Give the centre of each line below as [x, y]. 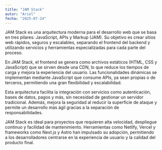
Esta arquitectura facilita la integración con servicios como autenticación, [78, 92]
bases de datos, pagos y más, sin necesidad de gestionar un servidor [74, 97]
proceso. [14, 53]
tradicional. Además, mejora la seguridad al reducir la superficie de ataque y [81, 103]
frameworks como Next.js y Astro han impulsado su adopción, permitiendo [80, 132]
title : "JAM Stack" [25, 9]
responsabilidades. [24, 113]
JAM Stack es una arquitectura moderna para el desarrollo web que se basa [81, 32]
